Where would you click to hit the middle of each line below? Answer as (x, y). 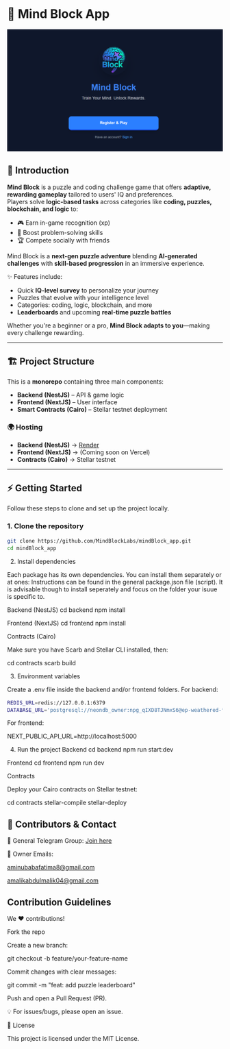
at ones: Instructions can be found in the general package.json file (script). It (115, 582)
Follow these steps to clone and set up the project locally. (88, 508)
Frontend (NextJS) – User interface (67, 402)
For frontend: (26, 723)
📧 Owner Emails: (30, 854)
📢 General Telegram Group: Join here (60, 841)
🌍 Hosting (25, 428)
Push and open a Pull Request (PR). (57, 998)
